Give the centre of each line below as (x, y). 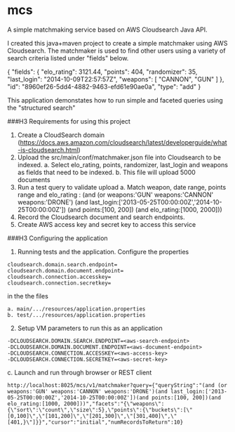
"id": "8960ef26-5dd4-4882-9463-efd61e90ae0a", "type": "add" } (104, 86)
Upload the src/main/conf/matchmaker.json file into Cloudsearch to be (119, 157)
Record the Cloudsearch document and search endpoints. (101, 217)
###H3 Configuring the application (58, 238)
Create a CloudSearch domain (61, 135)
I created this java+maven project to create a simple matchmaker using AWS (117, 43)
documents (34, 179)
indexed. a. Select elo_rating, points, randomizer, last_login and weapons (122, 164)
